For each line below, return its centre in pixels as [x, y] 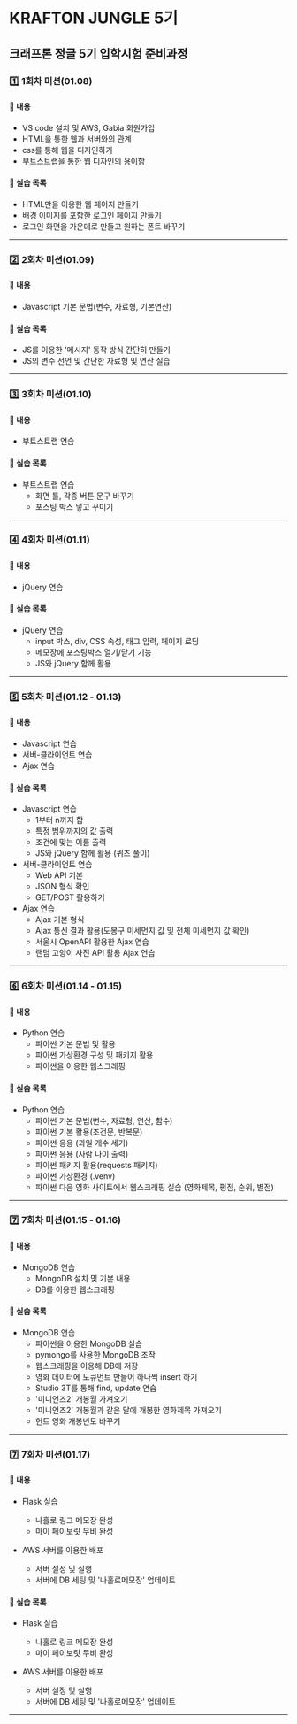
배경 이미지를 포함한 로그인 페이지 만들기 [91, 215]
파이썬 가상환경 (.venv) [75, 1176]
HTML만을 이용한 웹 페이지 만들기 [80, 204]
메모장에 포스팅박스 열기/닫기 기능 [93, 652]
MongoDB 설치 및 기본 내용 [83, 1278]
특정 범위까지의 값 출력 [74, 831]
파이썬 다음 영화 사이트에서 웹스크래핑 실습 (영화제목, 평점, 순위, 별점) [154, 1187]
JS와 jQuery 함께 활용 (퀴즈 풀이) [92, 853]
